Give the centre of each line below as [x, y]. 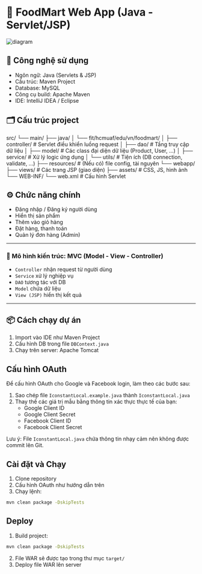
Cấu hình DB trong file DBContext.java [62, 344]
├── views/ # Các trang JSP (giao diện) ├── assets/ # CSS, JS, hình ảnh [97, 169]
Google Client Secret [50, 415]
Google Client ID [44, 408]
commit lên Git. [25, 445]
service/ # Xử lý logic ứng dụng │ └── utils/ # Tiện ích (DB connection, [94, 157]
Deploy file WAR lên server [48, 564]
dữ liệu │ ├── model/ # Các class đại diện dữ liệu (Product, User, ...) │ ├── [100, 150]
